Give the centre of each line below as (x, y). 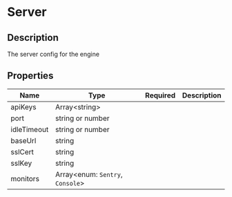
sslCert (22, 151)
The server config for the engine (54, 54)
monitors (25, 178)
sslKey (21, 163)
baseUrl (23, 140)
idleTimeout (30, 129)
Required (160, 95)
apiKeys (23, 106)
